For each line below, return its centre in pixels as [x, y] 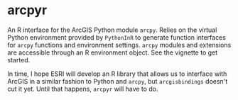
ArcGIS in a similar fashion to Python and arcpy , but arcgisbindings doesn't [118, 81]
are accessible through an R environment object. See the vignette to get [113, 52]
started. [19, 60]
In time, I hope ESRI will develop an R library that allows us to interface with [117, 74]
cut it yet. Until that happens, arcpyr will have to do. [83, 89]
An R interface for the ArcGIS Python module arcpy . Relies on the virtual [112, 30]
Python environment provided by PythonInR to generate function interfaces [117, 37]
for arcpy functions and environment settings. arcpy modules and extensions [119, 45]
